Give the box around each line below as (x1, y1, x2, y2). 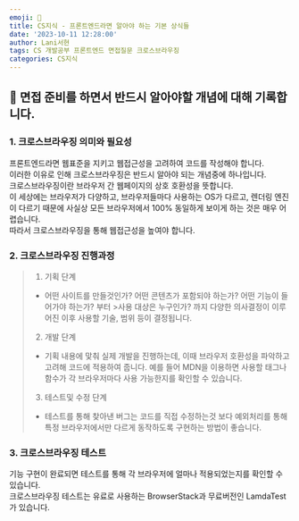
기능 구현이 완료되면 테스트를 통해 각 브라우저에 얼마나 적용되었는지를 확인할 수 (9, 468, 284, 479)
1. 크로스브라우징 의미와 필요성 (9, 136, 132, 148)
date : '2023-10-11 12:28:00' (9, 29, 118, 38)
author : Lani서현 (9, 38, 70, 47)
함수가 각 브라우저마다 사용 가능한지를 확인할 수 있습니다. (44, 373, 243, 383)
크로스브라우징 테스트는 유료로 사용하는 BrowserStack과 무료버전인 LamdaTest (9, 491, 287, 501)
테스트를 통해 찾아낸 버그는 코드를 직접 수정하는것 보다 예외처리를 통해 (44, 410, 288, 421)
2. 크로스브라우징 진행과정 (9, 249, 115, 262)
